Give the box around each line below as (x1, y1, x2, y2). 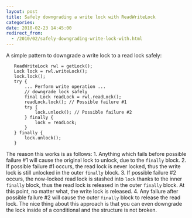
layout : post (6, 8, 38, 15)
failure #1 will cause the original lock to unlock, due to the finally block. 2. (6, 156, 186, 163)
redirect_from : (6, 30, 43, 36)
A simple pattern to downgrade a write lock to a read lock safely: (6, 52, 162, 59)
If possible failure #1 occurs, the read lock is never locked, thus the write (6, 163, 181, 170)
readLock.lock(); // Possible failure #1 (24, 99, 127, 105)
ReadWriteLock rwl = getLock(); (13, 63, 93, 69)
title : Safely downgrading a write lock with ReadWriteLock (6, 14, 156, 20)
